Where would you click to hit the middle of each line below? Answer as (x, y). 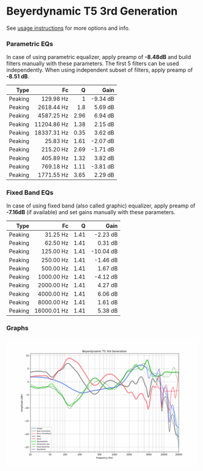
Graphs (17, 328)
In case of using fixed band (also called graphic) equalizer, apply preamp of (101, 206)
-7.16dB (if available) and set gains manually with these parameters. (91, 212)
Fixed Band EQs (30, 192)
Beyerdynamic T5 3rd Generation (92, 11)
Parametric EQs (30, 44)
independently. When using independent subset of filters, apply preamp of (100, 70)
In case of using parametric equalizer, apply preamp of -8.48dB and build (99, 57)
